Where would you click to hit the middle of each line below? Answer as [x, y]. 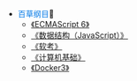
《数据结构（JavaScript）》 [79, 35]
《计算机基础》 [58, 57]
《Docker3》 [50, 68]
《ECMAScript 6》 [60, 24]
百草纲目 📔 [36, 14]
